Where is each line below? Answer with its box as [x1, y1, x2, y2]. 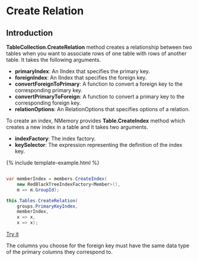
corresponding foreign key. [14, 99, 81, 106]
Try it [6, 231, 19, 237]
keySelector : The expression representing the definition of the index [14, 141, 183, 148]
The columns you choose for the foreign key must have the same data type [6, 242, 190, 249]
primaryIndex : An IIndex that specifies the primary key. [14, 68, 150, 75]
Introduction [6, 28, 53, 38]
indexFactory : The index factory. [14, 135, 96, 142]
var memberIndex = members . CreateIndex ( [6, 176, 108, 182]
